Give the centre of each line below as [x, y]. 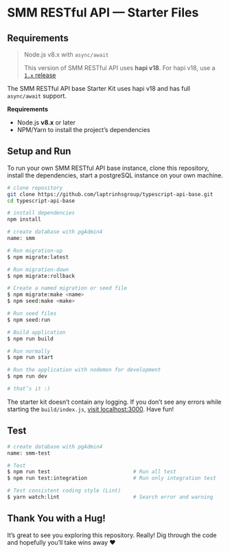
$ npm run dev [27, 376]
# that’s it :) [29, 389]
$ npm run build [30, 338]
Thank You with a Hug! [57, 518]
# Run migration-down [38, 270]
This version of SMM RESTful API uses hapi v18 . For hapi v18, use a [119, 68]
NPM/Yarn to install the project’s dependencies [83, 130]
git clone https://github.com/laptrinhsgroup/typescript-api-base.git [110, 194]
